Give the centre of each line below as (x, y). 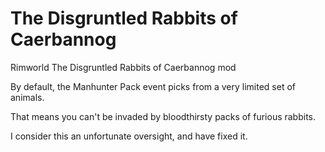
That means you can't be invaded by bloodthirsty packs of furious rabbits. (163, 116)
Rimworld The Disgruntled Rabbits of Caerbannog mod (123, 67)
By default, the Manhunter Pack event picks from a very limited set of (153, 86)
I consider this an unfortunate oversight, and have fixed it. (129, 136)
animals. (27, 97)
